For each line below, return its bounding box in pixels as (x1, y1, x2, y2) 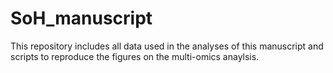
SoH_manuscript (10, 7, 153, 30)
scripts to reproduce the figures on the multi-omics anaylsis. (10, 50, 260, 62)
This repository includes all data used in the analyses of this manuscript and (10, 40, 324, 52)
